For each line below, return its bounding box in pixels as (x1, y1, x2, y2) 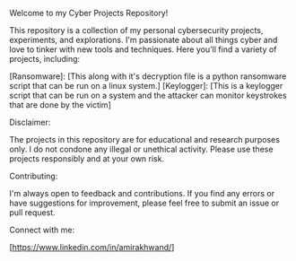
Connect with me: (9, 224, 74, 235)
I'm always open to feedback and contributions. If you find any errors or (9, 188, 275, 198)
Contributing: (9, 170, 58, 181)
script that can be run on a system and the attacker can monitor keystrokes (9, 90, 287, 100)
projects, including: (9, 54, 81, 64)
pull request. (9, 207, 56, 218)
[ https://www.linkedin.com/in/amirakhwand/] (9, 242, 175, 252)
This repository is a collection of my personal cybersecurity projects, (9, 25, 264, 35)
